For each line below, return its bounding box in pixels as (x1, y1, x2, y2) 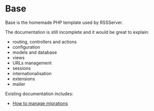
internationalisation (12, 70, 52, 76)
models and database (12, 49, 57, 55)
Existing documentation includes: (5, 91, 74, 97)
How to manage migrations (12, 100, 68, 106)
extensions (12, 76, 35, 82)
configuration (12, 44, 40, 50)
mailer (12, 81, 26, 87)
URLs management (12, 60, 52, 66)
